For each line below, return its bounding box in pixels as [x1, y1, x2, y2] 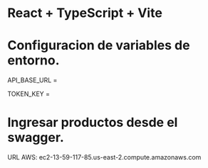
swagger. [7, 130, 64, 146]
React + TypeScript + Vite [7, 5, 162, 21]
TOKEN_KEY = [7, 90, 51, 99]
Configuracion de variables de [7, 38, 190, 54]
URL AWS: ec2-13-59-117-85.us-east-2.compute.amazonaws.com [7, 153, 202, 162]
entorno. [7, 52, 60, 69]
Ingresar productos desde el [7, 115, 178, 130]
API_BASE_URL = [7, 76, 58, 84]
